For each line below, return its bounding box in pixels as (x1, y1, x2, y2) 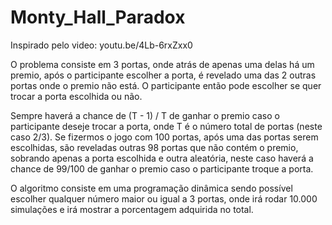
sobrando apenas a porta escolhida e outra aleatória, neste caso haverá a (10, 152, 314, 164)
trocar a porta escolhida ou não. (10, 90, 143, 102)
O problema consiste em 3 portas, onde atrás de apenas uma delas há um (10, 58, 315, 70)
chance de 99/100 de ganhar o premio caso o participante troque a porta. (10, 162, 314, 175)
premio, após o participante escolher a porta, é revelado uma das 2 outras (10, 69, 317, 81)
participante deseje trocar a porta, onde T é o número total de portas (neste (10, 120, 323, 132)
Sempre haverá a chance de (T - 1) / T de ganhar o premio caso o (10, 109, 280, 121)
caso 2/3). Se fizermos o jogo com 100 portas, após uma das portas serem (10, 131, 319, 143)
